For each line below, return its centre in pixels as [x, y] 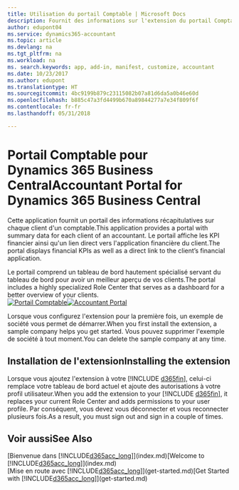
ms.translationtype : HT [43, 87]
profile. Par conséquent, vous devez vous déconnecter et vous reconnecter [118, 409]
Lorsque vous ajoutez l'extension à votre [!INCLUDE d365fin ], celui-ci [110, 378]
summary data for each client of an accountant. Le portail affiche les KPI [113, 235]
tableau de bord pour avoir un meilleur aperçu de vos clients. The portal [111, 280]
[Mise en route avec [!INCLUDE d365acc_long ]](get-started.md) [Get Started [118, 471]
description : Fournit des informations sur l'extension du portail [110, 21]
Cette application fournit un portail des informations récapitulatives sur [111, 220]
